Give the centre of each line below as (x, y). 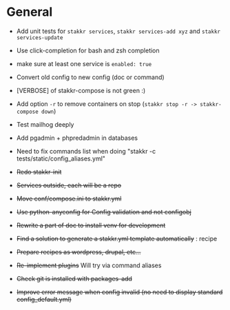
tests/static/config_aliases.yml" (61, 158)
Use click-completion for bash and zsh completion (88, 50)
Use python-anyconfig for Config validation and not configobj (104, 211)
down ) (49, 111)
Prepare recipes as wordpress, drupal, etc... (79, 251)
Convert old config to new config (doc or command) (90, 77)
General (30, 12)
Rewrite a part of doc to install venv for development (91, 225)
